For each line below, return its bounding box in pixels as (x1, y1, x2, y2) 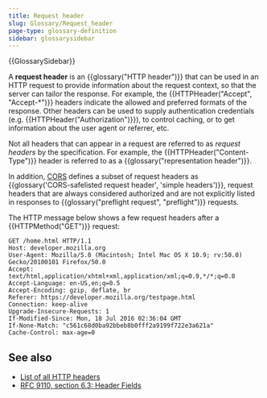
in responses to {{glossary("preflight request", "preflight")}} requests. (8, 197, 240, 207)
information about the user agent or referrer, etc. (8, 123, 170, 133)
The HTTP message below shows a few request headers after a (8, 213, 220, 222)
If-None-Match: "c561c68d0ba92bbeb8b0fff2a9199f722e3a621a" (8, 321, 215, 330)
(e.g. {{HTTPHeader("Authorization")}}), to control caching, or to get (8, 114, 235, 125)
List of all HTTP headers (19, 372, 101, 382)
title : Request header (8, 11, 84, 20)
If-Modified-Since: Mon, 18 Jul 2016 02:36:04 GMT (8, 315, 182, 323)
